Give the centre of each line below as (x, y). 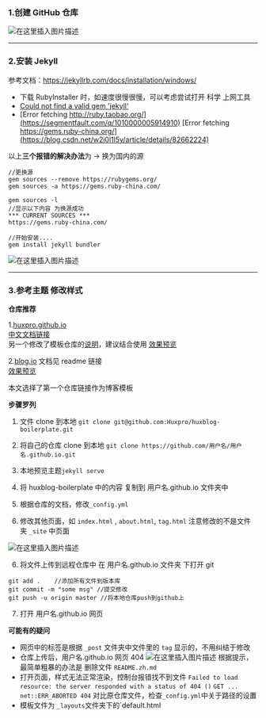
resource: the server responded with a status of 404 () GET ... (129, 686)
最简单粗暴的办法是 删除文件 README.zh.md (88, 666)
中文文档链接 (29, 334)
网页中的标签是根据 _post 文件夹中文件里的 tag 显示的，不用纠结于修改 (135, 647)
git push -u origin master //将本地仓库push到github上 (96, 598)
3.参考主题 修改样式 (46, 290)
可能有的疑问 (29, 630)
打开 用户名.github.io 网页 (61, 613)
